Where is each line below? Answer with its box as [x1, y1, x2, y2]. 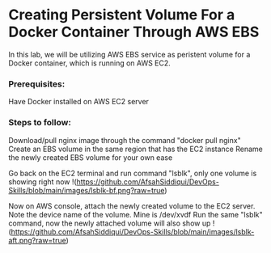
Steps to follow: [8, 117, 71, 129]
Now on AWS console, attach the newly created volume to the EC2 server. [8, 200, 256, 211]
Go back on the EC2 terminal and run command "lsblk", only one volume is [8, 168, 257, 178]
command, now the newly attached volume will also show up [8, 218, 211, 228]
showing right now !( [8, 176, 77, 187]
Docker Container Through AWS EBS [8, 23, 260, 41]
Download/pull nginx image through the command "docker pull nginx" [8, 135, 241, 145]
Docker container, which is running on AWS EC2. [8, 58, 171, 68]
